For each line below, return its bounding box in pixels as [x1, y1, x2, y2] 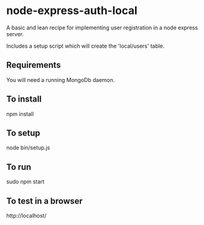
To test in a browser [6, 196, 83, 206]
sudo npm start [6, 178, 44, 185]
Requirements [6, 60, 61, 70]
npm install [6, 110, 34, 117]
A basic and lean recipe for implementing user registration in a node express [6, 24, 198, 31]
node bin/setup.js [6, 144, 51, 152]
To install [6, 94, 42, 105]
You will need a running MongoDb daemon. [6, 76, 115, 83]
